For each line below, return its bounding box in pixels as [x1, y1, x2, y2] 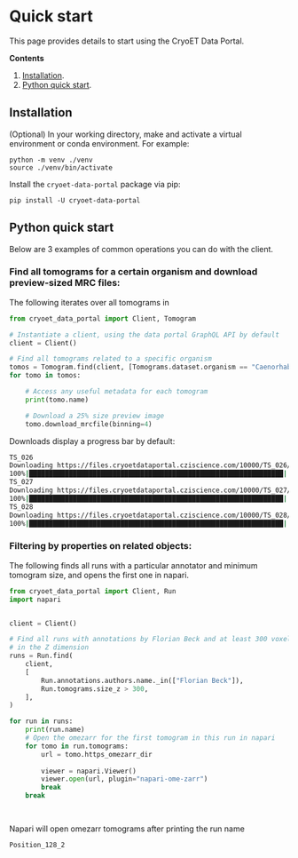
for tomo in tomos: [9, 371, 82, 380]
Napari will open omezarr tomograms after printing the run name [9, 823, 246, 834]
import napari [9, 595, 62, 604]
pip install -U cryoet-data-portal [9, 195, 141, 205]
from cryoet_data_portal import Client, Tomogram [9, 314, 197, 323]
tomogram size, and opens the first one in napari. [9, 569, 189, 580]
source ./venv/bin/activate [9, 163, 114, 172]
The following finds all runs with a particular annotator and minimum [9, 560, 258, 570]
